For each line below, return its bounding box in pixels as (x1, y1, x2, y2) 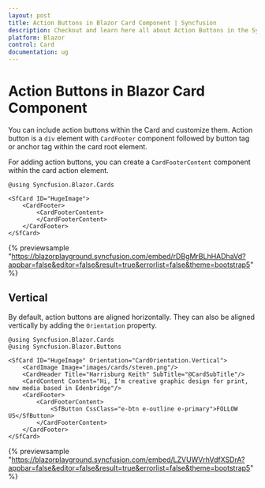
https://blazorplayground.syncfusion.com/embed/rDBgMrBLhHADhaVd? (11, 251, 246, 261)
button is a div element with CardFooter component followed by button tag (8, 133, 250, 143)
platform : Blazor (8, 33, 65, 42)
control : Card (8, 41, 55, 49)
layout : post (8, 11, 51, 20)
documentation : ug (8, 48, 69, 56)
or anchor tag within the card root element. (8, 141, 147, 151)
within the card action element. (8, 165, 109, 175)
